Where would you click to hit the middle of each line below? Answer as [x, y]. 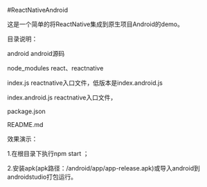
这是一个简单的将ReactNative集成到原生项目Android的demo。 [95, 24]
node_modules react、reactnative [55, 68]
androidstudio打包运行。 [42, 177]
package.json [27, 111]
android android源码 [36, 53]
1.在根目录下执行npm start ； [48, 154]
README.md [25, 125]
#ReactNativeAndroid [37, 10]
